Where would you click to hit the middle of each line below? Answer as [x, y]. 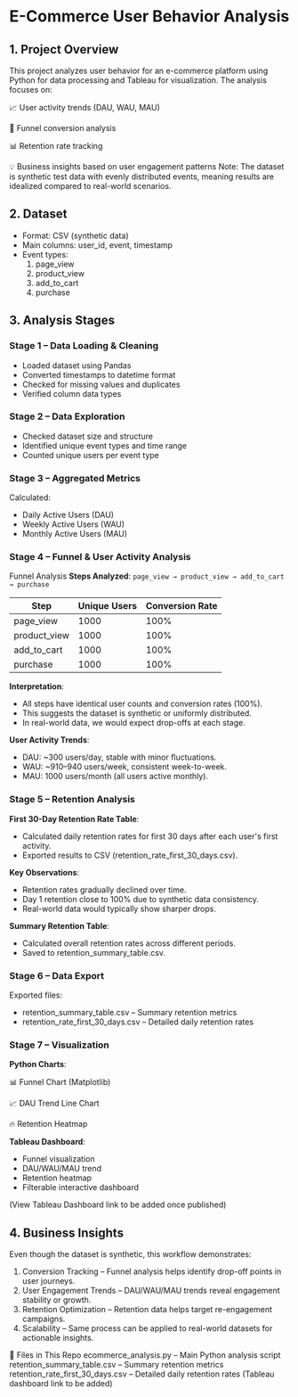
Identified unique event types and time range [105, 445]
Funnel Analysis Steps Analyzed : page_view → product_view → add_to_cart [147, 576]
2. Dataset [38, 214]
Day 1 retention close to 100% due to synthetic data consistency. [141, 899]
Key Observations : [44, 872]
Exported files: [36, 995]
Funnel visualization [58, 1159]
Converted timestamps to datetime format [99, 374]
